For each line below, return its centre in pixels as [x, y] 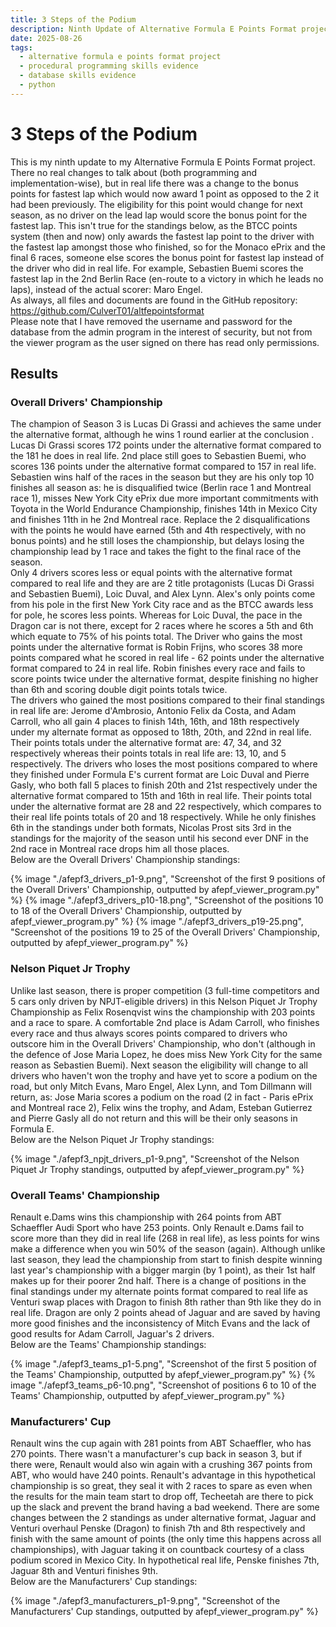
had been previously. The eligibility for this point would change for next [156, 204]
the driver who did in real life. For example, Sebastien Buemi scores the [157, 268]
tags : [21, 47]
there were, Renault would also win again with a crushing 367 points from [161, 1465]
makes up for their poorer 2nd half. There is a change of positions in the [158, 1280]
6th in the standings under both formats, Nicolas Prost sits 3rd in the [151, 828]
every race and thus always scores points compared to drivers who [149, 1033]
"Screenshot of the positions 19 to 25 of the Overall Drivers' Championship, [165, 932]
